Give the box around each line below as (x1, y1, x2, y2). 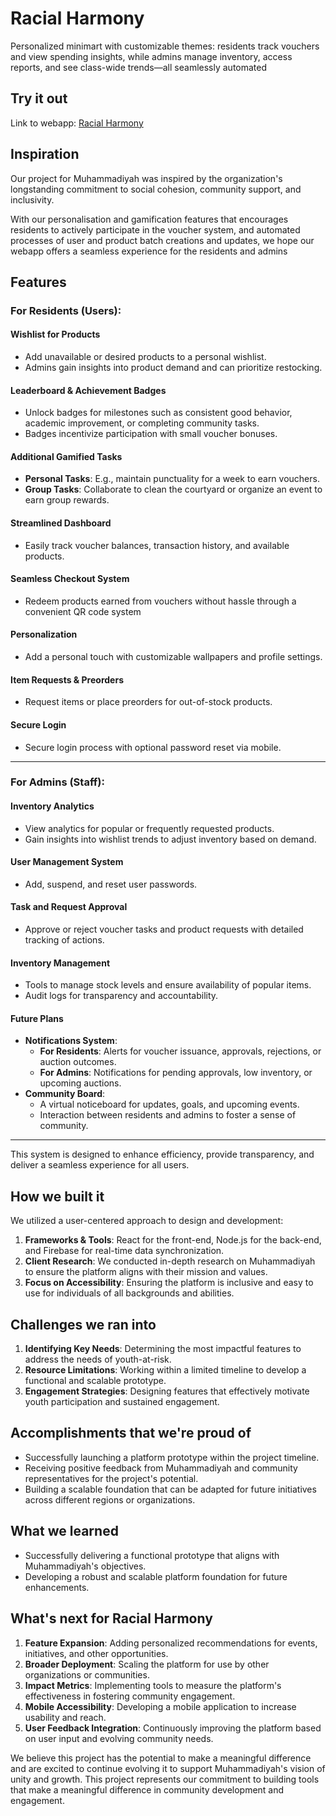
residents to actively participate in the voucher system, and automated (10, 223, 301, 236)
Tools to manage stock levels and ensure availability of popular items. (24, 979, 312, 991)
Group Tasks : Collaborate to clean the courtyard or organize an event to (24, 483, 323, 496)
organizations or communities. (24, 1668, 150, 1681)
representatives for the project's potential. (24, 1472, 199, 1484)
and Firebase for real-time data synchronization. (24, 1245, 225, 1257)
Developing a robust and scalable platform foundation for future (24, 1570, 288, 1582)
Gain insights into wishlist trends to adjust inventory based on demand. (24, 833, 317, 845)
